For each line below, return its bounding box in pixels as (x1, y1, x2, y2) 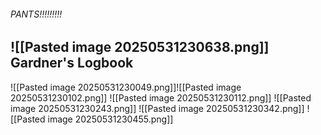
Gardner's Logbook (10, 55, 134, 72)
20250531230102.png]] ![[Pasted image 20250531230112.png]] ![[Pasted (10, 91, 312, 104)
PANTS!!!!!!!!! (10, 8, 63, 20)
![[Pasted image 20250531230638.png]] (10, 39, 270, 56)
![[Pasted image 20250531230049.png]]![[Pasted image (10, 81, 242, 93)
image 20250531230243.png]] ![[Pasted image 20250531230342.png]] (10, 102, 305, 114)
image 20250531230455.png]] (47, 113, 174, 125)
